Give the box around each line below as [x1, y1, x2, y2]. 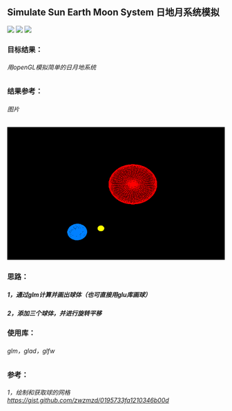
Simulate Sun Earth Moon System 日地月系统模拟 [7, 6, 220, 19]
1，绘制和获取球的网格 [7, 388, 70, 396]
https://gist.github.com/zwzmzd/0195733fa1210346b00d [7, 396, 169, 405]
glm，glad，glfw [7, 347, 55, 355]
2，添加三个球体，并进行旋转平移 [7, 309, 102, 318]
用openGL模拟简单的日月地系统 [7, 63, 97, 71]
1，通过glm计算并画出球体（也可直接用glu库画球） [7, 290, 151, 299]
